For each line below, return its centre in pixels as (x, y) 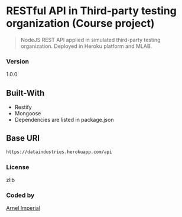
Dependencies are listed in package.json (64, 120)
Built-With (25, 93)
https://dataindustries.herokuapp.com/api (59, 152)
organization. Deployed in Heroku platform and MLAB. (86, 46)
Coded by (20, 195)
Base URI (23, 138)
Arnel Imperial (23, 208)
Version (18, 61)
